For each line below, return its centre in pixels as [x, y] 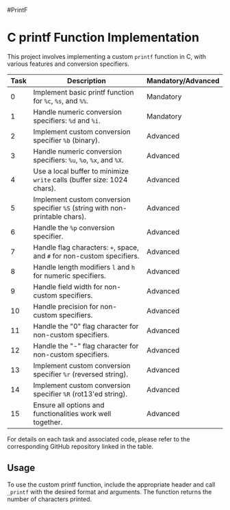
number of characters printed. [50, 499]
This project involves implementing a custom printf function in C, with [107, 56]
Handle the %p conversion [74, 228]
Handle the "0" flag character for [86, 326]
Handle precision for [66, 306]
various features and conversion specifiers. [68, 64]
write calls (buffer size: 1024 [80, 180]
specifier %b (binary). [66, 140]
